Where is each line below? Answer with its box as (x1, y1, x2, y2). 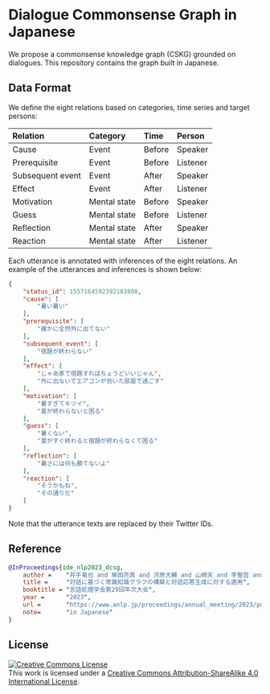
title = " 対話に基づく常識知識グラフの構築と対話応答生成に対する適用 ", (22, 578, 251, 586)
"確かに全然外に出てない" (37, 325, 111, 333)
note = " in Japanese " (22, 608, 113, 616)
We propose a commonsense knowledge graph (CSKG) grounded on (8, 49, 236, 59)
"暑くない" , (37, 429, 72, 437)
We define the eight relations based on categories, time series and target (8, 102, 250, 112)
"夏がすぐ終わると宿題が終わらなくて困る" (37, 437, 158, 446)
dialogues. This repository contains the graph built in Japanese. (8, 58, 219, 68)
